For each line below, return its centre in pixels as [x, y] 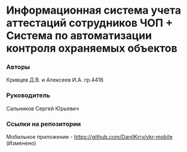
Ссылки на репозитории [44, 124]
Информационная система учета [93, 10]
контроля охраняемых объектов [92, 49]
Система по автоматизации [79, 36]
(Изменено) [21, 143]
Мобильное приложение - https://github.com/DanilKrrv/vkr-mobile [90, 137]
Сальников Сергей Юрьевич [43, 108]
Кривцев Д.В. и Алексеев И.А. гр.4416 [55, 80]
